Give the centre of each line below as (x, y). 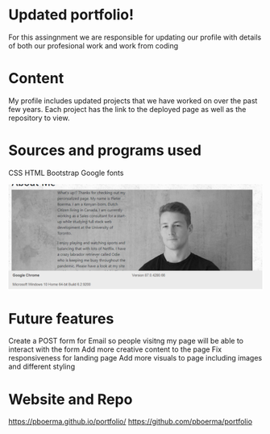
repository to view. (39, 118)
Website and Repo (71, 399)
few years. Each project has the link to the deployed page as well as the (127, 109)
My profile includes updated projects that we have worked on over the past (133, 100)
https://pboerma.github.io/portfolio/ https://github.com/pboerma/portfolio (130, 422)
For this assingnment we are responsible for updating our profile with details (135, 37)
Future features (61, 318)
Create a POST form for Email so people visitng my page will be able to (126, 341)
